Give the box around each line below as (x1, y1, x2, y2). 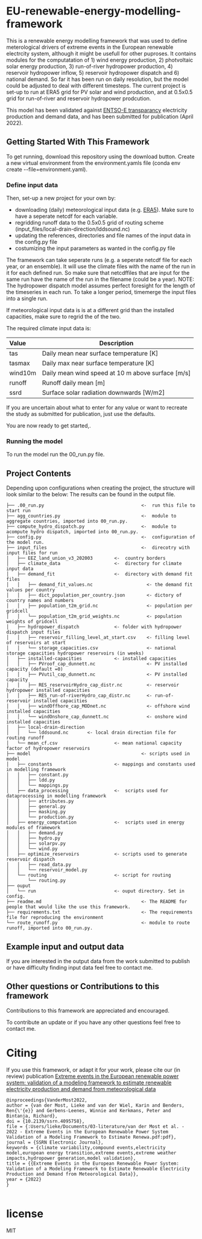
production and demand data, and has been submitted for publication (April (6, 113, 194, 120)
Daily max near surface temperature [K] (42, 359, 155, 368)
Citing (6, 1046, 37, 1060)
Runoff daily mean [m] (42, 379, 106, 387)
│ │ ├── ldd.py (6, 777, 55, 783)
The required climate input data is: (6, 325, 92, 332)
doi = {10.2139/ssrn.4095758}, (6, 1118, 85, 1124)
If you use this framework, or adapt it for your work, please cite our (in (6, 1066, 181, 1073)
